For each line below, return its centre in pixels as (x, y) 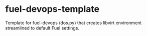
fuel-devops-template (52, 9)
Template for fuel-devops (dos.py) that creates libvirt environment (73, 23)
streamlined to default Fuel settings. (42, 28)
